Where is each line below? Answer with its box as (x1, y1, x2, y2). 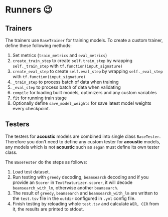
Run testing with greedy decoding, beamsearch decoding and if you (12, 174, 149, 180)
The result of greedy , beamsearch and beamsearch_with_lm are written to (12, 190, 158, 196)
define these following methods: (5, 43, 72, 49)
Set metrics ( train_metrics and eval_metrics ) (12, 52, 107, 58)
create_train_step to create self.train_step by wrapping (12, 58, 133, 64)
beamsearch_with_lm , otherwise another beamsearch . (12, 184, 119, 190)
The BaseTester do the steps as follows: (5, 159, 87, 165)
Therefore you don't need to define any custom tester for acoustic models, (5, 138, 160, 144)
